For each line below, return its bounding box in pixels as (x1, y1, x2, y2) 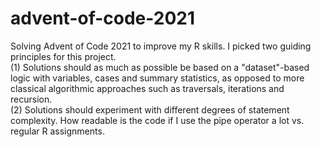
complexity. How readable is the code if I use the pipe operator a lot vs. (10, 114, 305, 126)
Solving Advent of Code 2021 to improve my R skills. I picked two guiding (10, 40, 312, 52)
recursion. (10, 93, 53, 105)
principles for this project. (10, 50, 117, 62)
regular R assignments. (10, 125, 105, 137)
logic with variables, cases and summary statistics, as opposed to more (10, 72, 305, 84)
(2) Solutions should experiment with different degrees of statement (10, 103, 290, 116)
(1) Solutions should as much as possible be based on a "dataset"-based (10, 61, 310, 73)
